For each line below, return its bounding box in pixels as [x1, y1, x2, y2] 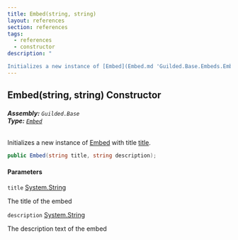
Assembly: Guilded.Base [7, 109, 80, 117]
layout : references [7, 17, 65, 24]
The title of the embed [7, 197, 72, 206]
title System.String [7, 183, 67, 192]
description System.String [7, 211, 86, 219]
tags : [7, 30, 23, 38]
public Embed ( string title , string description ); [7, 152, 157, 160]
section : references [7, 23, 69, 31]
